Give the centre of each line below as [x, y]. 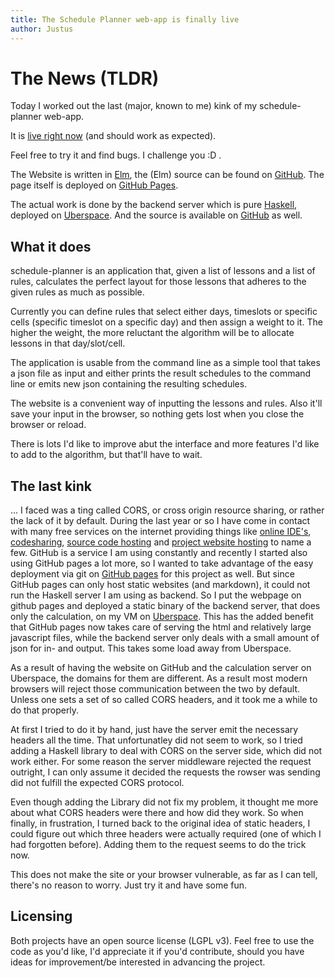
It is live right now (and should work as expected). [113, 136]
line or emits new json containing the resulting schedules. [129, 384]
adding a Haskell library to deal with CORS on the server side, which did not [166, 751]
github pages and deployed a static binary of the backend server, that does [165, 606]
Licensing [41, 916]
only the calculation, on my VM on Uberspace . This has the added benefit [162, 617]
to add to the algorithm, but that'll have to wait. [106, 455]
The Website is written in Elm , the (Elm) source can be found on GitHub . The [167, 175]
